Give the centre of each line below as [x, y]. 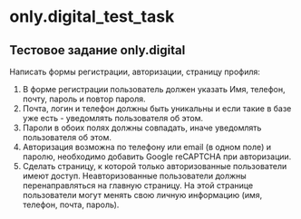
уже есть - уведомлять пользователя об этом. [113, 118]
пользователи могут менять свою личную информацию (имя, [142, 195]
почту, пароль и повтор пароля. [84, 99]
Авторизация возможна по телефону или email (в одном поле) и [147, 147]
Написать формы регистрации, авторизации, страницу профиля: [135, 71]
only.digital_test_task [92, 17]
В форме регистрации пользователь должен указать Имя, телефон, [154, 89]
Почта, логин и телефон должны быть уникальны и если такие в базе [157, 109]
